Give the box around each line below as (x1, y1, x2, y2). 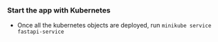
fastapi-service (17, 28, 64, 36)
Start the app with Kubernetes (7, 6, 111, 15)
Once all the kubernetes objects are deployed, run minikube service (17, 21, 212, 30)
